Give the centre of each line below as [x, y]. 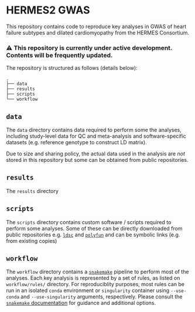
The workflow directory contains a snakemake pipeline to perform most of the [97, 272]
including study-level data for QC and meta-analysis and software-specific [96, 136]
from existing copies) [32, 240]
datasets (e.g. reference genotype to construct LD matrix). [77, 143]
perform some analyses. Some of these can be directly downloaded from [94, 228]
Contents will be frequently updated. [59, 55]
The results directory [32, 191]
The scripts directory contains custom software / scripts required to [89, 222]
